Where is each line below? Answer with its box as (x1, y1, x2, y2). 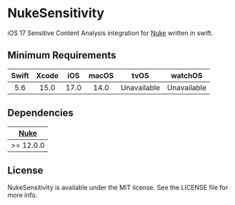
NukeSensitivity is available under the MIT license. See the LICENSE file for (7, 184, 229, 192)
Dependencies (7, 107, 74, 119)
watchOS (171, 70, 203, 80)
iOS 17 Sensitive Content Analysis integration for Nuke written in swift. (7, 29, 213, 37)
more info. (7, 191, 38, 199)
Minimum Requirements (7, 49, 116, 61)
